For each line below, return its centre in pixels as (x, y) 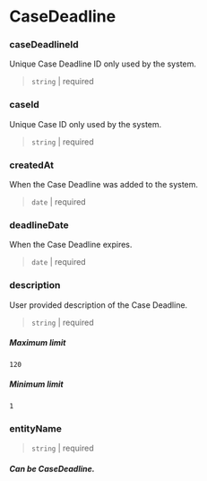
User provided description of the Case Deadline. (99, 305)
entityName (36, 428)
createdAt (31, 165)
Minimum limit (37, 384)
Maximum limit (38, 343)
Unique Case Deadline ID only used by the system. (103, 64)
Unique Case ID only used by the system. (86, 124)
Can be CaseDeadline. (52, 468)
